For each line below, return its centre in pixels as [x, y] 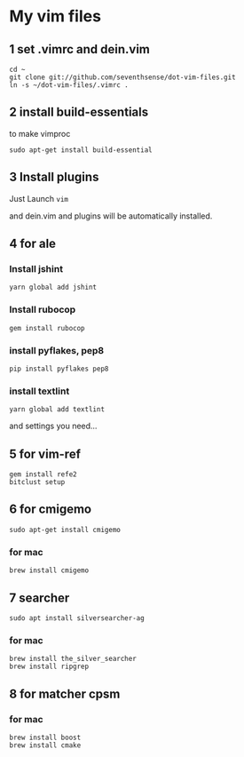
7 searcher [39, 598]
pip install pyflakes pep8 [59, 369]
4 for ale [32, 244]
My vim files [55, 16]
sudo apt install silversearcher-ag [77, 618]
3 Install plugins [54, 177]
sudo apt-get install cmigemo [65, 530]
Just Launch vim [39, 198]
